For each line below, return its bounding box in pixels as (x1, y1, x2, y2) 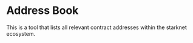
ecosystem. (6, 30, 36, 37)
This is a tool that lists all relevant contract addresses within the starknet (6, 24, 187, 31)
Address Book (6, 4, 79, 18)
